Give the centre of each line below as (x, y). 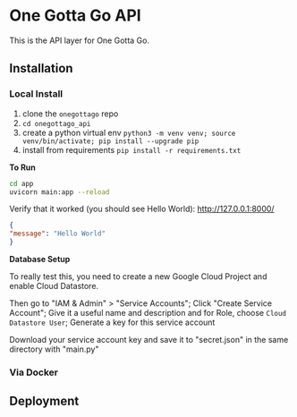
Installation (41, 68)
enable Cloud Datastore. (54, 286)
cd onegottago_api (56, 123)
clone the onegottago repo (70, 114)
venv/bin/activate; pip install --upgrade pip (110, 141)
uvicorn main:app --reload (59, 192)
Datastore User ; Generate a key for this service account (112, 322)
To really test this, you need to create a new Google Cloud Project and (138, 277)
